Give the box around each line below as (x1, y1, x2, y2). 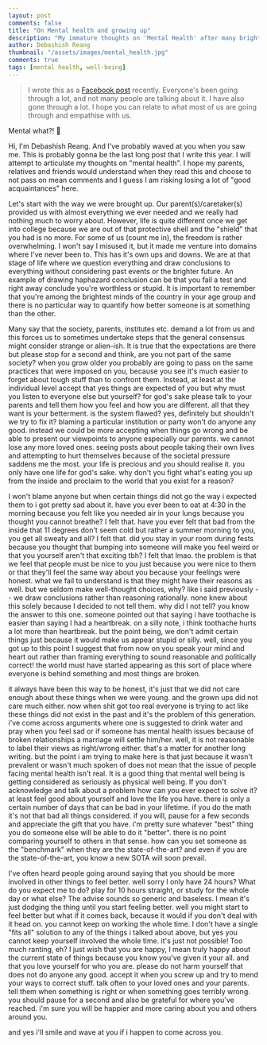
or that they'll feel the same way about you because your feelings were (8, 567, 241, 577)
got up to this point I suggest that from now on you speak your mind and (8, 643, 245, 652)
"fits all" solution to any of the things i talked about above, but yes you (8, 927, 238, 937)
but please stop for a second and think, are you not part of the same (8, 349, 232, 358)
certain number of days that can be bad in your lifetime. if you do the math (8, 802, 252, 811)
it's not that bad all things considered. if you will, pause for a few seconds (8, 811, 250, 820)
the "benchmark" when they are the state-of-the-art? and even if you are (8, 844, 248, 854)
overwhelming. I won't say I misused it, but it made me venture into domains (8, 241, 257, 250)
